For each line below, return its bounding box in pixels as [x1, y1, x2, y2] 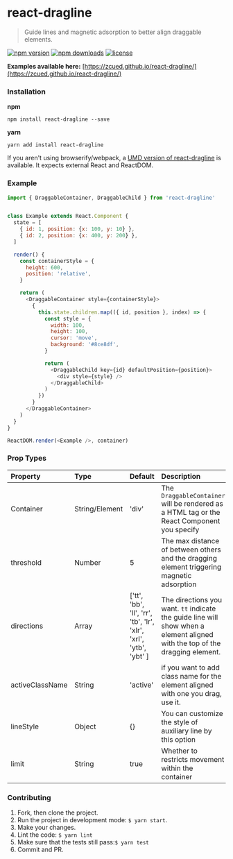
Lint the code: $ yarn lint [17, 831, 93, 839]
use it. [161, 697, 182, 707]
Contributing [7, 792, 51, 802]
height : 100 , [51, 328, 89, 335]
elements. [24, 35, 53, 43]
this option [161, 734, 196, 744]
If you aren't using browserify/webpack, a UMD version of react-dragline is [7, 154, 222, 162]
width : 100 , [51, 321, 85, 329]
